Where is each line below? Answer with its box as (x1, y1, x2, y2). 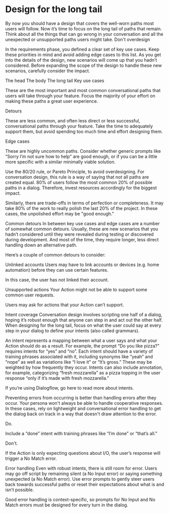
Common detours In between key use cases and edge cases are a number (5, 220, 160, 226)
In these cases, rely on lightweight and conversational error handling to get (5, 405, 161, 411)
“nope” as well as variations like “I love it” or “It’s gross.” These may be (5, 359, 152, 365)
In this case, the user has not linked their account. (5, 277, 109, 283)
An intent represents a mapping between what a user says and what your (5, 337, 157, 344)
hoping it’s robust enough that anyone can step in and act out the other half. (5, 317, 163, 323)
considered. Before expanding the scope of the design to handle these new (5, 62, 162, 68)
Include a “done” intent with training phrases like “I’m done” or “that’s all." (5, 430, 157, 436)
